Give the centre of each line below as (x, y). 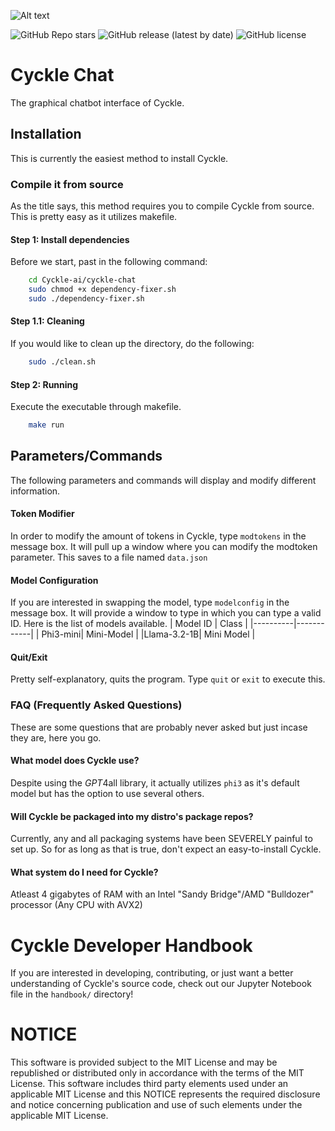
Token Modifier (42, 514)
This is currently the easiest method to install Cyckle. (119, 158)
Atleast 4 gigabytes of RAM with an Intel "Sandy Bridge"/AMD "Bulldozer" (162, 894)
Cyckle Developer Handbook (131, 945)
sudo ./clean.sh (62, 362)
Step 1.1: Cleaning (47, 321)
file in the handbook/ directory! (72, 994)
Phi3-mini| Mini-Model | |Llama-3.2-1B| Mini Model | (148, 634)
